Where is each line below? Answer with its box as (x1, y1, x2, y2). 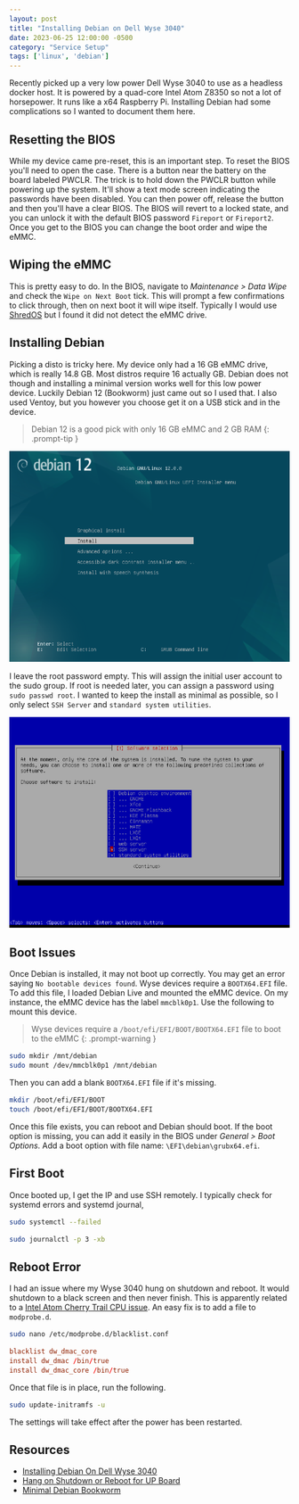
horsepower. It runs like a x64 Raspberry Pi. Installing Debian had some (9, 96, 271, 107)
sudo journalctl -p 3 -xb (9, 1235, 105, 1244)
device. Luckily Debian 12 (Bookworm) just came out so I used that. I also (9, 387, 278, 398)
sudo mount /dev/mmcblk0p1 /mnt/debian (9, 1062, 158, 1070)
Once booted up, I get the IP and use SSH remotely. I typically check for (9, 1189, 273, 1200)
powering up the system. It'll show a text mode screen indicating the (9, 184, 260, 194)
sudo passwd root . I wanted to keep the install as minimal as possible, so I (9, 690, 279, 700)
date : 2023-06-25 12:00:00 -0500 (9, 33, 133, 42)
